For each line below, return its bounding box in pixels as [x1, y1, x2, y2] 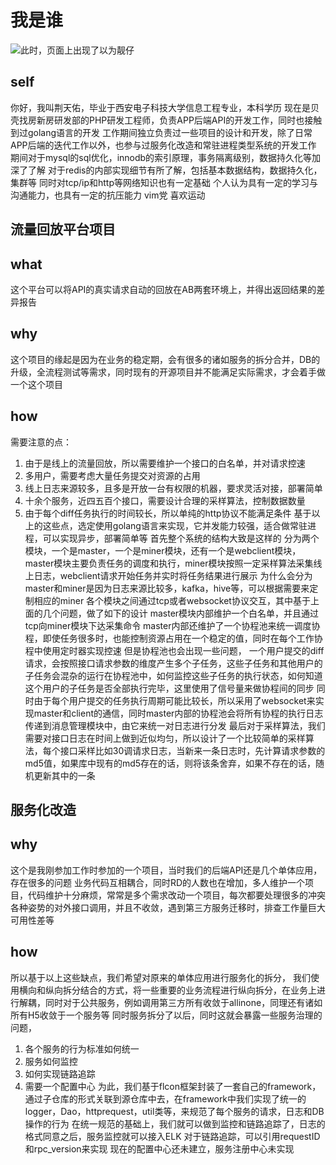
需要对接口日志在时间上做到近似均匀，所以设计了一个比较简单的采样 [24, 732, 306, 744]
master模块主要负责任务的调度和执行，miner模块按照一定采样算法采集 [24, 557, 314, 569]
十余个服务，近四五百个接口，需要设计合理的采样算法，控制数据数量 [24, 494, 306, 506]
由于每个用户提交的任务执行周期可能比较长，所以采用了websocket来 [33, 694, 316, 706]
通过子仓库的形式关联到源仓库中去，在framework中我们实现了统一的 [24, 1092, 307, 1105]
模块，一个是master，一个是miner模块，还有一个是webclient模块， [24, 544, 302, 556]
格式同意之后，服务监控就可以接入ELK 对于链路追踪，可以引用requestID [24, 1130, 321, 1142]
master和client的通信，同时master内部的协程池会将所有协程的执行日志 [33, 707, 324, 719]
